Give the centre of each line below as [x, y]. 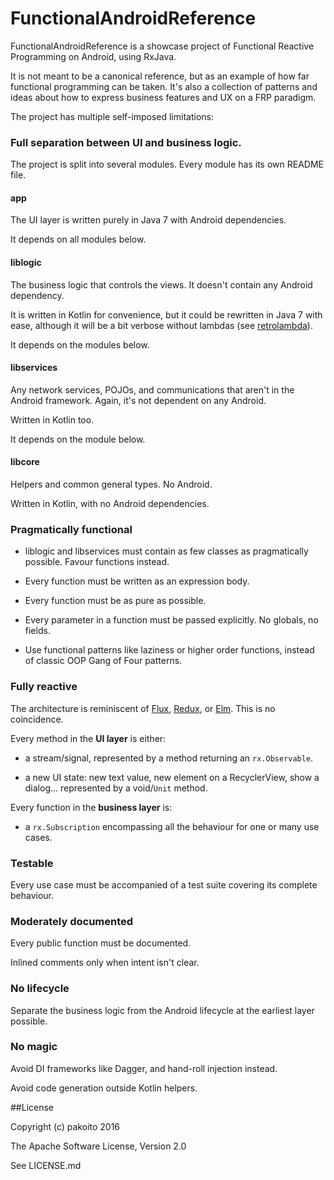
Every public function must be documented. [101, 943]
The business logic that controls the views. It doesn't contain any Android [161, 284]
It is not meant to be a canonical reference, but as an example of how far [160, 76]
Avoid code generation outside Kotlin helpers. [104, 1088]
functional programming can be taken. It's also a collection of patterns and [164, 86]
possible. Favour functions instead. [97, 562]
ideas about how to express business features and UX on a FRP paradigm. [163, 97]
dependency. [37, 295]
